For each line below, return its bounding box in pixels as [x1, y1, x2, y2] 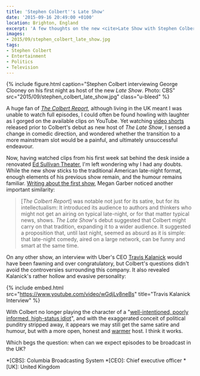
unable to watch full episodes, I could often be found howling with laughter [6, 111, 189, 118]
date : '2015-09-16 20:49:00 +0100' [6, 14, 95, 20]
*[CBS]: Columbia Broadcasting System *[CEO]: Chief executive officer [6, 357, 183, 364]
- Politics [6, 58, 33, 64]
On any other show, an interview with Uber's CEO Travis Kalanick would [6, 254, 183, 261]
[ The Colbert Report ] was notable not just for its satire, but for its [20, 198, 180, 205]
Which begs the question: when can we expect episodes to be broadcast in [6, 339, 192, 346]
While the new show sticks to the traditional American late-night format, [6, 167, 183, 174]
